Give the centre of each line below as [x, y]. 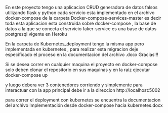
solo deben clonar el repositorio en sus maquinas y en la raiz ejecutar [78, 70]
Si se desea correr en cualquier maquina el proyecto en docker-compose [81, 64]
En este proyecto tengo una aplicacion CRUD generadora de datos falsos [81, 7]
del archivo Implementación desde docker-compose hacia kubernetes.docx [84, 105]
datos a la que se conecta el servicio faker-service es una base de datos [81, 29]
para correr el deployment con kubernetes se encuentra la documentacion [83, 100]
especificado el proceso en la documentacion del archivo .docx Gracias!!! [82, 54]
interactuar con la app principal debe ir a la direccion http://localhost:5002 [83, 90]
